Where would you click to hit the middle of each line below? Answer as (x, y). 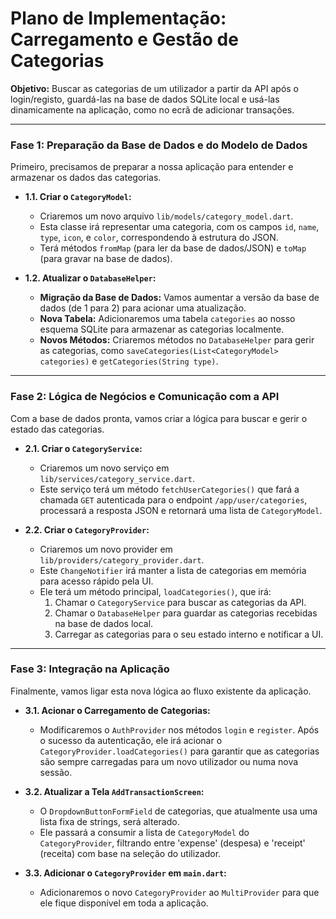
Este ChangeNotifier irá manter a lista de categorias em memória (173, 570)
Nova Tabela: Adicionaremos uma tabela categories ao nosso (167, 319)
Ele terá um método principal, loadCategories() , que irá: (155, 591)
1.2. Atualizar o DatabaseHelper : (90, 278)
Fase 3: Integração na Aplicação (90, 669)
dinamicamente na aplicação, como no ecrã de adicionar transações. (152, 109)
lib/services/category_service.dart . (117, 478)
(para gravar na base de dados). (106, 259)
